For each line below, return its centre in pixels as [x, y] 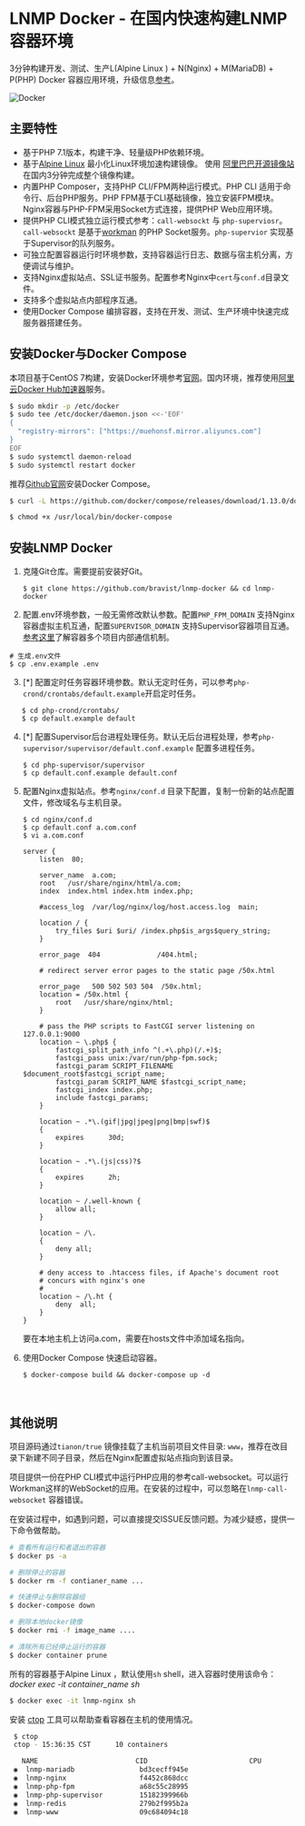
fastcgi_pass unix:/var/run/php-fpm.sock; [137, 1058]
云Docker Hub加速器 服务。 [60, 389]
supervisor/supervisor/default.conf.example [108, 749]
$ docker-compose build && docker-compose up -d [116, 1375]
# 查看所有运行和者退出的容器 [58, 1547]
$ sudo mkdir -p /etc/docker [64, 406]
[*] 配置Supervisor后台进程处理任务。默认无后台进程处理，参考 [140, 737]
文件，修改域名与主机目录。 [74, 803]
